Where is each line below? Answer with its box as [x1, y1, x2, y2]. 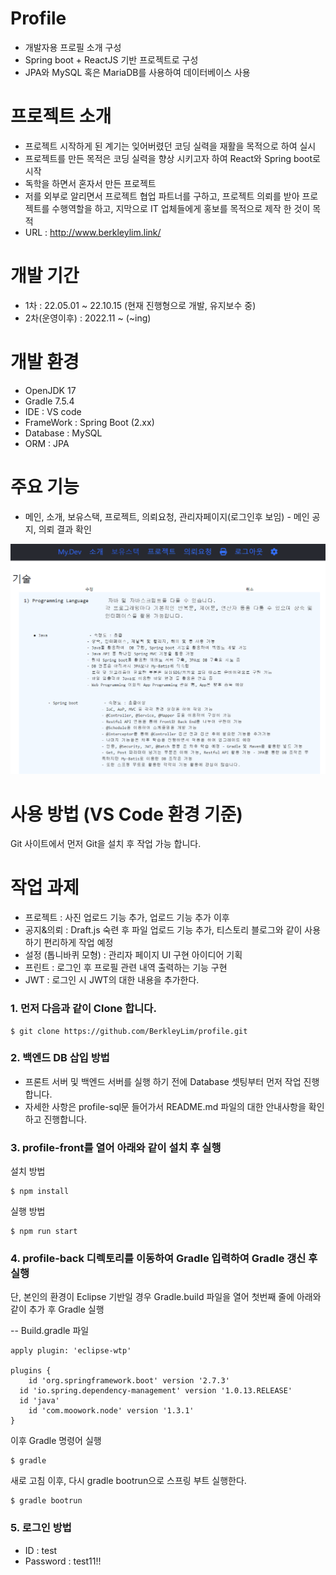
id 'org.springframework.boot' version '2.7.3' [28, 1376, 230, 1386]
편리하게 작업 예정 [43, 937, 114, 949]
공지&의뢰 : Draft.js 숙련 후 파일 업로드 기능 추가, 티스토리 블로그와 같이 [24, 924, 303, 936]
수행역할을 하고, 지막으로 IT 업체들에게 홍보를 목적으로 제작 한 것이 [51, 202, 311, 214]
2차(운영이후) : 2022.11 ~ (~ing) [24, 312, 152, 324]
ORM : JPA [24, 437, 70, 449]
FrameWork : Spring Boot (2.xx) [24, 416, 155, 428]
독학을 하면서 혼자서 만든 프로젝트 [24, 177, 157, 189]
